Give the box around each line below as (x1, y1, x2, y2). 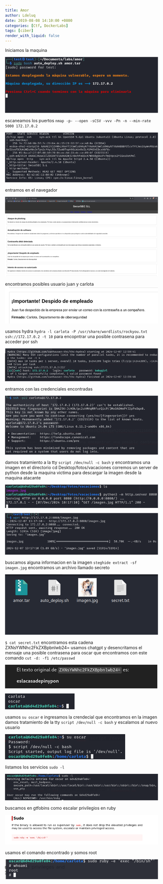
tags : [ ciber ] (5, 28, 34, 33)
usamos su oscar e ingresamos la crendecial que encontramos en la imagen (5, 714, 158, 720)
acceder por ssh (5, 339, 38, 344)
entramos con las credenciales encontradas (5, 386, 93, 392)
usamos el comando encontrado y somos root (5, 850, 97, 856)
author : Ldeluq (5, 13, 36, 18)
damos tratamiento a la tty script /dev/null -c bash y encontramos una (5, 459, 150, 465)
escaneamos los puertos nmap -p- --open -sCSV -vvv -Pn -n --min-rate (5, 117, 151, 123)
